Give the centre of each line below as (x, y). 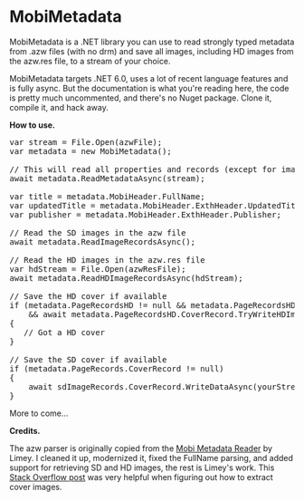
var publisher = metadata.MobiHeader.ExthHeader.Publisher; (146, 214)
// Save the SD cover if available (88, 359)
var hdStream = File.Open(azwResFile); (98, 269)
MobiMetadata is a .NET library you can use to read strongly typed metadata (152, 42)
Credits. (25, 430)
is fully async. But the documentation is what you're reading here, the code (149, 88)
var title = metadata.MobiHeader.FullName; (107, 196)
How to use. (33, 125)
